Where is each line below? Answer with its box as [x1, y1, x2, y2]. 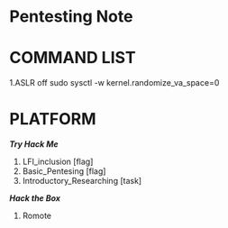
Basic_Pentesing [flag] [22, 166, 106, 177]
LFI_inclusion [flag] [22, 156, 94, 168]
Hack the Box [9, 193, 61, 204]
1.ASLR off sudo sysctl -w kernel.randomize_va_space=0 [9, 78, 220, 88]
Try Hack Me [9, 139, 59, 150]
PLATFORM [9, 109, 96, 130]
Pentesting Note [9, 6, 133, 27]
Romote [22, 210, 52, 222]
